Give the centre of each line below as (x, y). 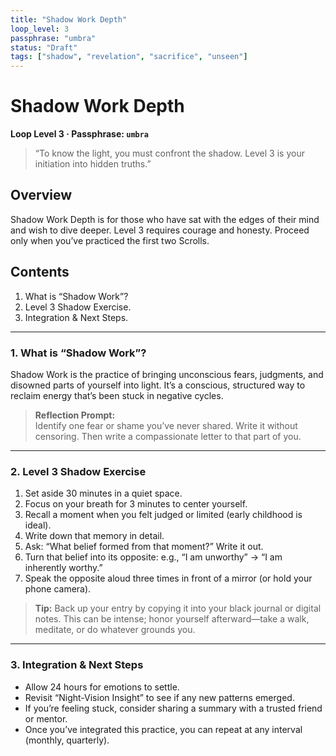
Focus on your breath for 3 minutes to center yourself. (136, 504)
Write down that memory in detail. (94, 536)
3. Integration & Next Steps (77, 665)
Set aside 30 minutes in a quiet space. (103, 493)
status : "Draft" (44, 47)
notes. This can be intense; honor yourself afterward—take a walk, (172, 619)
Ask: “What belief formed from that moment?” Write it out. (144, 547)
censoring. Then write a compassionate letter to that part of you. (168, 436)
